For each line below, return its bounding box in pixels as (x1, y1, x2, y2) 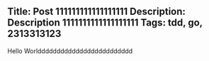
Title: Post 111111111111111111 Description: (7, 6, 186, 18)
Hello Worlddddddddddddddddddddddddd (7, 46, 133, 55)
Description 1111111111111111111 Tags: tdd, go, (7, 17, 203, 29)
